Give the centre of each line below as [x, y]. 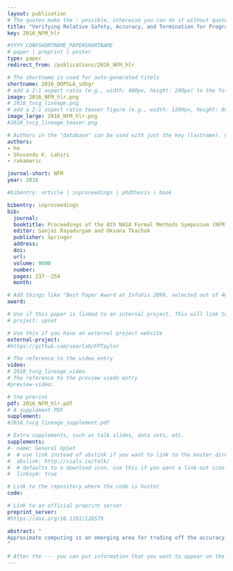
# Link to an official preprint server [65, 506]
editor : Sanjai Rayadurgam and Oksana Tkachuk [82, 231]
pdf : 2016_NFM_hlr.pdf [40, 404]
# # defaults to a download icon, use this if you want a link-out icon [116, 467]
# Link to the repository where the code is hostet [83, 487]
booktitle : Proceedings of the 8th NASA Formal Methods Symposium [111, 224]
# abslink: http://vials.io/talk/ [59, 461]
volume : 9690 [32, 263]
